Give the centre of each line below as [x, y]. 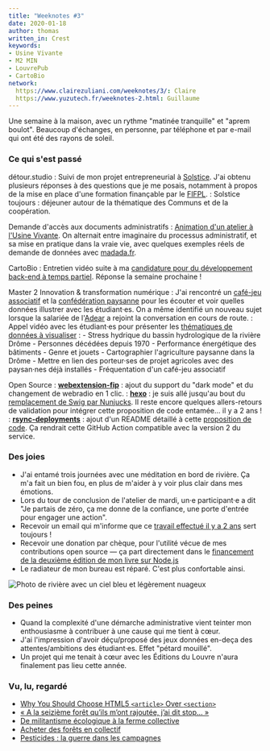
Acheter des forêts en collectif [70, 729]
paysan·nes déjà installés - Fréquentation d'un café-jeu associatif [117, 369]
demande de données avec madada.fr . [73, 252]
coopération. [29, 211]
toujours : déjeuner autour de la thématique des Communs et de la [118, 202]
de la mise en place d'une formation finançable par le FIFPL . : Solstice [124, 193]
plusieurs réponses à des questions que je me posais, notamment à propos [133, 185]
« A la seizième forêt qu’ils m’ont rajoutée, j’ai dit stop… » [114, 712]
